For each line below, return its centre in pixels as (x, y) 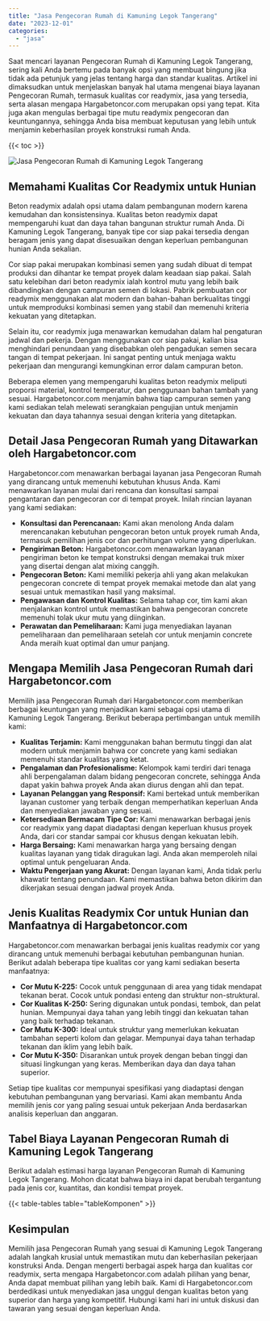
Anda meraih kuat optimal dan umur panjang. (95, 643)
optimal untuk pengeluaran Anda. (75, 862)
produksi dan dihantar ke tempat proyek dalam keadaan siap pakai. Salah (130, 273)
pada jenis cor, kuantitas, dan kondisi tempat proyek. (96, 1188)
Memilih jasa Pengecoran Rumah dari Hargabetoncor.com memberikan (126, 700)
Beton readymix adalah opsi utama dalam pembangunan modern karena (128, 206)
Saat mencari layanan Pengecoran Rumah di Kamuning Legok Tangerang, (131, 61)
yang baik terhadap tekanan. (67, 1021)
